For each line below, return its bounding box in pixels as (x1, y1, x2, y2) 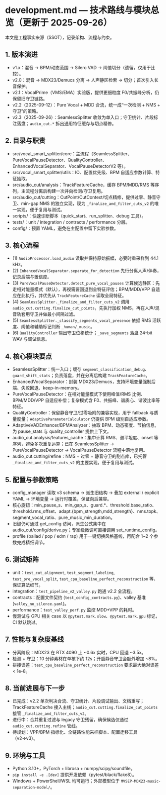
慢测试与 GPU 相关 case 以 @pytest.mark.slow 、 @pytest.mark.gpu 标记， (12, 613, 160, 619)
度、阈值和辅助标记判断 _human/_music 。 (12, 324, 95, 330)
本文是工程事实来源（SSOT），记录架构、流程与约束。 (5, 34, 115, 40)
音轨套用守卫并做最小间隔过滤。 (12, 311, 78, 317)
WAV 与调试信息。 (12, 336, 50, 342)
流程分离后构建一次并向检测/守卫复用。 (25, 188, 106, 194)
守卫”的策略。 (12, 108, 41, 114)
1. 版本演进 (5, 50, 38, 59)
